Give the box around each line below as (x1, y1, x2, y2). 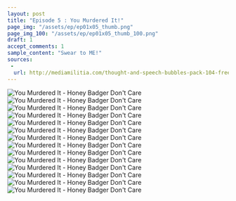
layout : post (7, 10, 46, 18)
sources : (7, 56, 33, 63)
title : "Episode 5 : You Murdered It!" (7, 17, 124, 24)
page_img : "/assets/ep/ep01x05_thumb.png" (7, 23, 133, 30)
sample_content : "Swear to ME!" (7, 50, 102, 57)
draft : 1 (7, 37, 33, 44)
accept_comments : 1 (7, 43, 65, 50)
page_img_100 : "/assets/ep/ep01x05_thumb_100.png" (7, 30, 159, 37)
